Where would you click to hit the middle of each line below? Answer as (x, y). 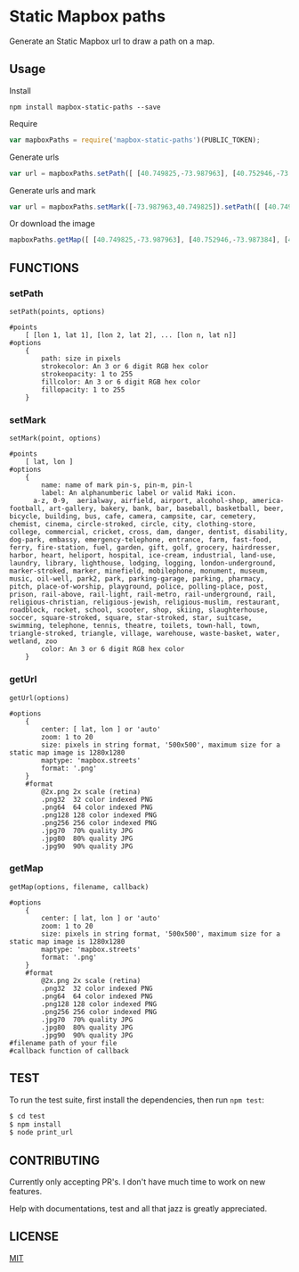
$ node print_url (41, 1133)
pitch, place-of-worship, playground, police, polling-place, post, (139, 587)
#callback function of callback (69, 1051)
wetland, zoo (33, 641)
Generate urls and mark (53, 190)
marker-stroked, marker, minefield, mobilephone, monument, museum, (139, 571)
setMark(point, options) (55, 439)
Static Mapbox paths (88, 17)
